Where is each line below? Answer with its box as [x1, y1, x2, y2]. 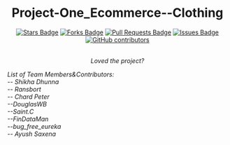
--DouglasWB [7, 99, 48, 108]
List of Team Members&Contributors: [7, 70, 115, 78]
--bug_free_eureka [7, 122, 62, 130]
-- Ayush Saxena [7, 130, 57, 138]
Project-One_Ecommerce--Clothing [11, 5, 224, 21]
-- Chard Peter [7, 92, 50, 101]
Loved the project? [90, 56, 145, 64]
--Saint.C [7, 107, 34, 116]
